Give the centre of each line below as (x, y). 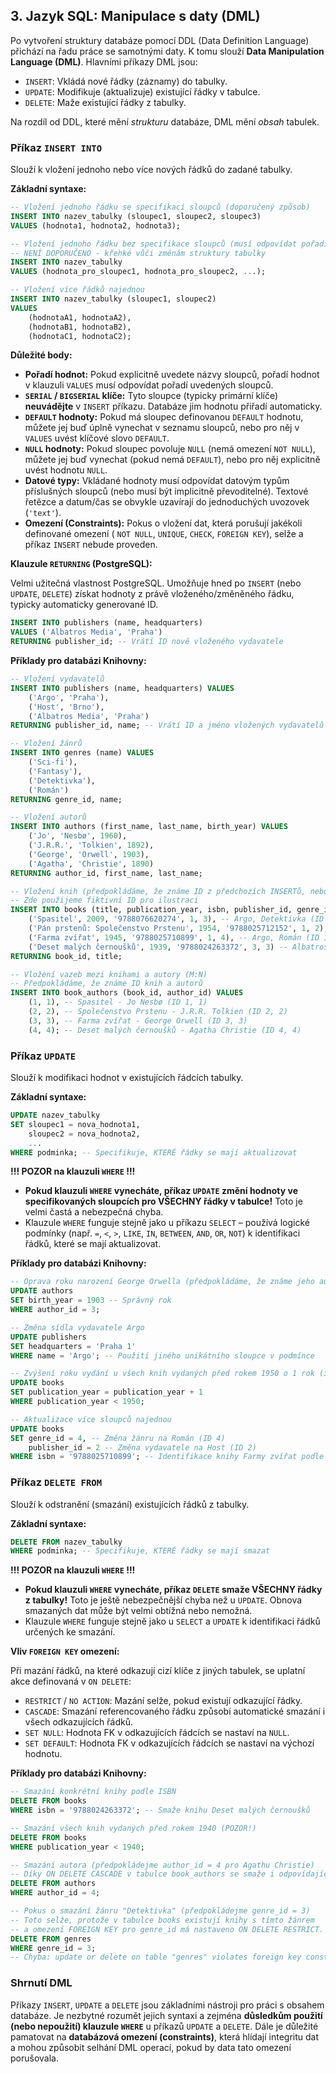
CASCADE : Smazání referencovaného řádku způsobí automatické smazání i (175, 1711)
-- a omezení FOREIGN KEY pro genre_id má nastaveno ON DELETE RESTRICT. (167, 1929)
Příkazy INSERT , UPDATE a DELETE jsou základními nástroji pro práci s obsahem (167, 2005)
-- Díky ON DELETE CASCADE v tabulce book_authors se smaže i (142, 1874)
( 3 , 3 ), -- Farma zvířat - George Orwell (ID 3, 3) (138, 1020)
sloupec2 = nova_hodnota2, (84, 1134)
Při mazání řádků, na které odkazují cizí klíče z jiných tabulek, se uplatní (158, 1671)
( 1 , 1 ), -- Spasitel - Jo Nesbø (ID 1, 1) (118, 1002)
